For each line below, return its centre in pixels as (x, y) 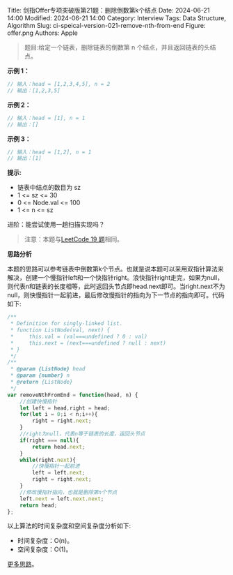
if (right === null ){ (49, 440)
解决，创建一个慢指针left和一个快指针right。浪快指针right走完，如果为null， (115, 278)
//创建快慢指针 (39, 401)
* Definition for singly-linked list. (66, 324)
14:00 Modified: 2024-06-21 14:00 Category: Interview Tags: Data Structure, (116, 18)
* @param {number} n (40, 375)
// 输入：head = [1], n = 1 (46, 118)
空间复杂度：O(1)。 (45, 549)
